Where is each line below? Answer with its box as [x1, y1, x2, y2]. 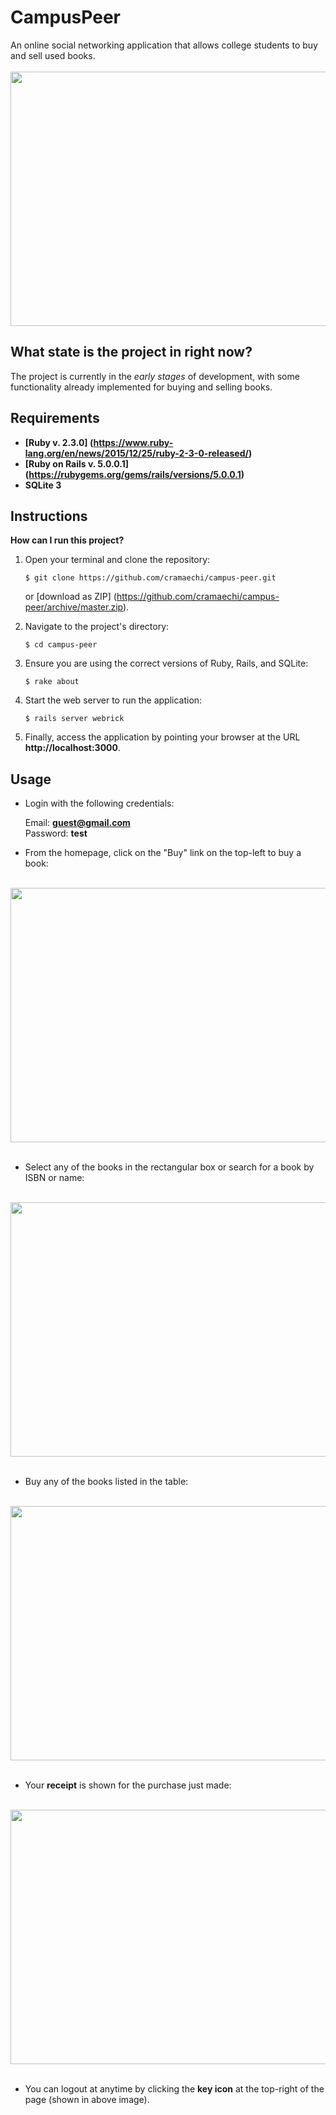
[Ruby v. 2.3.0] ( [24, 436, 94, 448]
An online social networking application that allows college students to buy [10, 39, 318, 51]
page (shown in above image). [24, 2094, 150, 2106]
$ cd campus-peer [24, 640, 98, 650]
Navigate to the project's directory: [24, 621, 170, 633]
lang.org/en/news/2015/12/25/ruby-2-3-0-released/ [24, 447, 249, 459]
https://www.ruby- [93, 436, 174, 448]
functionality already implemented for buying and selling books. [10, 381, 273, 393]
